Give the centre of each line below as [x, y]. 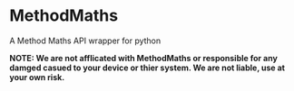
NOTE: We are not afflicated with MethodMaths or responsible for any [144, 58]
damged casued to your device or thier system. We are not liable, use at [147, 68]
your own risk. [37, 77]
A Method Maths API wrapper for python [85, 41]
